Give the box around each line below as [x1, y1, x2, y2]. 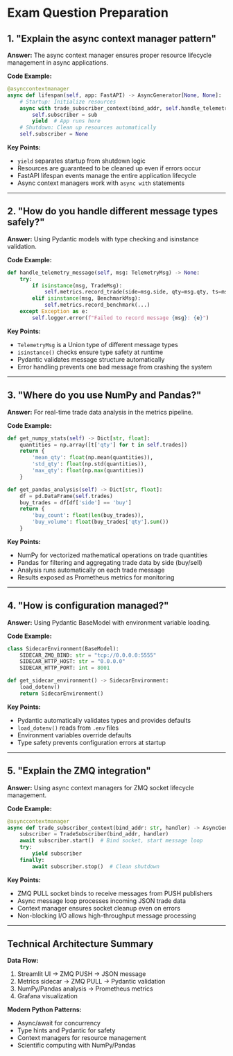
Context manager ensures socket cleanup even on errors [17, 904, 180, 912]
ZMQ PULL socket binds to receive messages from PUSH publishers [17, 889, 213, 897]
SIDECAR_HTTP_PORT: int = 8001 [19, 664, 110, 672]
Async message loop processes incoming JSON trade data [17, 896, 186, 905]
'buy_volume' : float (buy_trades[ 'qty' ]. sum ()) [32, 518, 169, 526]
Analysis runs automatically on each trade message [17, 566, 165, 574]
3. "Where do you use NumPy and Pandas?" [7, 390, 202, 401]
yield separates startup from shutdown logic [17, 157, 146, 165]
